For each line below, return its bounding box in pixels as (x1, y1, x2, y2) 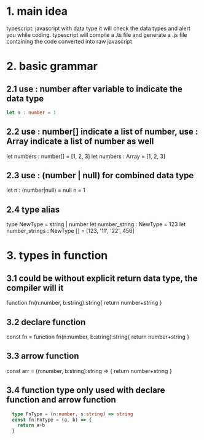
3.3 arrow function (6, 351, 79, 361)
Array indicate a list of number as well (6, 136, 154, 147)
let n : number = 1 (6, 109, 57, 116)
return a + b (17, 422, 45, 428)
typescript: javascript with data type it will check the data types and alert (6, 25, 190, 32)
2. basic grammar (6, 60, 98, 73)
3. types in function (6, 249, 108, 262)
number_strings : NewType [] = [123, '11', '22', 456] (6, 227, 135, 235)
